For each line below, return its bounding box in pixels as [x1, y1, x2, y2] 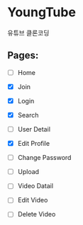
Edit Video [17, 196, 48, 204]
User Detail [17, 125, 51, 133]
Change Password [17, 154, 72, 162]
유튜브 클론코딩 [7, 28, 50, 37]
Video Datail [17, 182, 54, 190]
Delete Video [17, 210, 56, 219]
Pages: [7, 50, 39, 62]
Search [17, 110, 39, 119]
